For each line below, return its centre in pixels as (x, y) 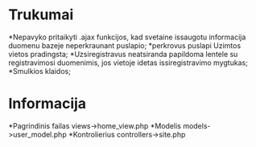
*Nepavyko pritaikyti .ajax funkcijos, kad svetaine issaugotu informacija (127, 37)
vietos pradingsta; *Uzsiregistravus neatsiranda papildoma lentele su (123, 54)
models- (196, 125)
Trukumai (41, 15)
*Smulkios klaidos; (39, 71)
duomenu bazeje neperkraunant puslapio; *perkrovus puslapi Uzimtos (125, 45)
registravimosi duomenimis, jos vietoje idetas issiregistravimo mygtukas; (128, 63)
